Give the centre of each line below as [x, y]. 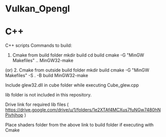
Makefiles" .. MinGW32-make [43, 60]
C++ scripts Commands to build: [39, 45]
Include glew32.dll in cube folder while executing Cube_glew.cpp [72, 85]
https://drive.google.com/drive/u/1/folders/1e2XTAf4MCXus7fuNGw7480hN [83, 110]
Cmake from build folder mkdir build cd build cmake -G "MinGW [78, 55]
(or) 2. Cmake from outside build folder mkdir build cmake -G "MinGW [77, 70]
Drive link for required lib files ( [37, 104]
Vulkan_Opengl [37, 9]
